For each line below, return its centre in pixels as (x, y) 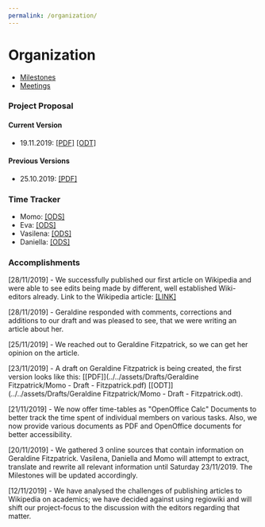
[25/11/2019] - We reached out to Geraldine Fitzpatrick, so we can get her (128, 345)
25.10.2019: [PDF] (48, 178)
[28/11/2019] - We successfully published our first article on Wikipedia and (130, 280)
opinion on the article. (44, 353)
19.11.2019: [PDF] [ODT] (58, 142)
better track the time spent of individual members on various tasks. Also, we (133, 418)
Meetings (35, 85)
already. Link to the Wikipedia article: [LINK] (105, 297)
